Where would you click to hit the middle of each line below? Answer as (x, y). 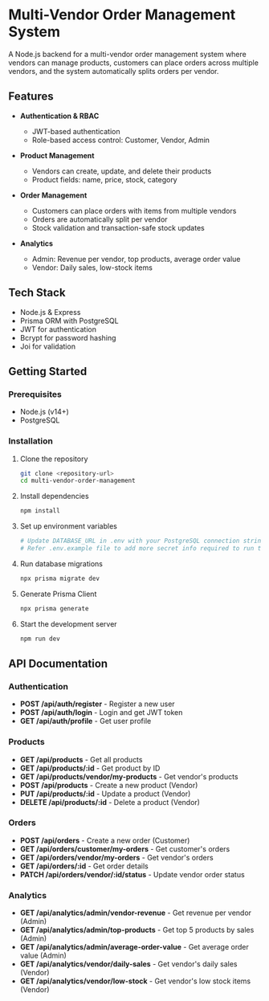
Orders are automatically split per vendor (100, 219)
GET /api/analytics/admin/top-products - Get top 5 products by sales (137, 930)
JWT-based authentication (76, 131)
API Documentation (58, 663)
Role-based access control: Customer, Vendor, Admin (121, 140)
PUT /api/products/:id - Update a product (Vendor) (105, 794)
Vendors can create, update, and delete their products (122, 171)
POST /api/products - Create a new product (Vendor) (109, 785)
